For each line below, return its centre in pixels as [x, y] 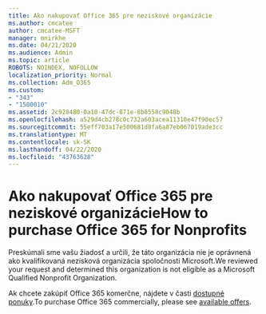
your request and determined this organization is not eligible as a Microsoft [132, 269]
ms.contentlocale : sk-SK [50, 142]
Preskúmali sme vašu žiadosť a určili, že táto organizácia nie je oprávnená [130, 252]
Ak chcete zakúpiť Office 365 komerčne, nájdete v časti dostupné [117, 293]
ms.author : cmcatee [41, 23]
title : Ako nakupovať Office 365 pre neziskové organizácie [111, 16]
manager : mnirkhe [37, 38]
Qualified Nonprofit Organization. [63, 278]
